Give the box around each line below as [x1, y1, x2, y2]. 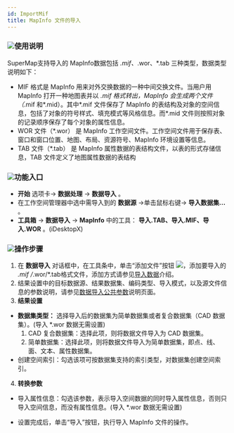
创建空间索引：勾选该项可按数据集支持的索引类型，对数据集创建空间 [17, 356, 215, 364]
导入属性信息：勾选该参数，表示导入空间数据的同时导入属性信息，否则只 [17, 394, 227, 403]
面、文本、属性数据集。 [27, 346, 96, 356]
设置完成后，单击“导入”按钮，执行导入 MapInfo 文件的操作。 [17, 418, 193, 427]
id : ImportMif [7, 10, 49, 18]
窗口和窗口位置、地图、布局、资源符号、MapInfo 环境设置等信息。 [17, 135, 210, 144]
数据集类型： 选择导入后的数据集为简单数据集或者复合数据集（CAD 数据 [17, 311, 226, 320]
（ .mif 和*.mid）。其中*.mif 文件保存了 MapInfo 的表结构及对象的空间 [17, 100, 214, 108]
